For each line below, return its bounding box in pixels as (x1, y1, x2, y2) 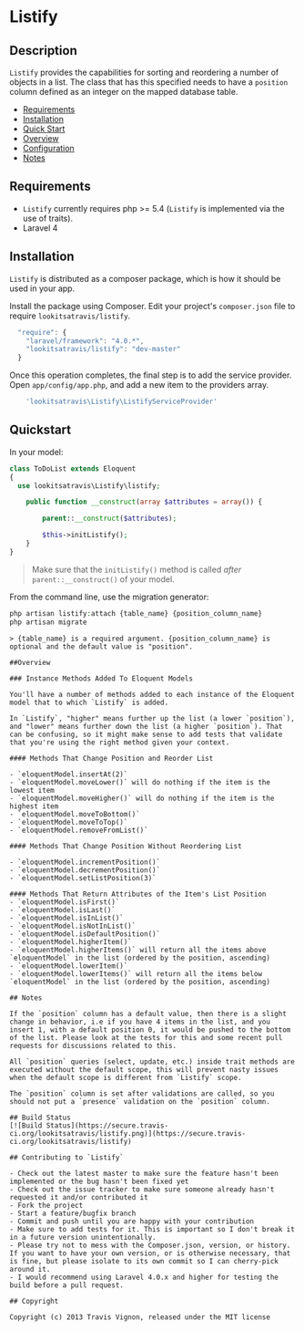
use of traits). (22, 213, 74, 224)
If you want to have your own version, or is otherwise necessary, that (9, 1248, 291, 1258)
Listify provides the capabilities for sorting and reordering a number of (9, 67, 279, 78)
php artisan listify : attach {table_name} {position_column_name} (9, 608, 262, 618)
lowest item (9, 785, 55, 795)
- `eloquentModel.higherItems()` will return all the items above (9, 945, 267, 954)
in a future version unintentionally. (9, 1232, 157, 1242)
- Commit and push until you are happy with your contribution (9, 1216, 255, 1226)
